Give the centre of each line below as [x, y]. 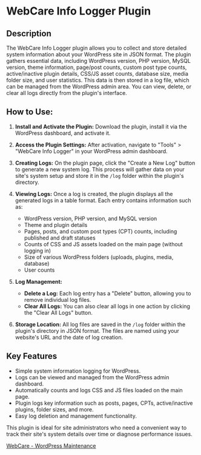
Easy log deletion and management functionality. [76, 416]
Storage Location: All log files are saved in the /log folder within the [100, 324]
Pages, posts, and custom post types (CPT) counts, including [100, 231]
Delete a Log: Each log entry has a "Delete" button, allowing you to [107, 293]
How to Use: [30, 112]
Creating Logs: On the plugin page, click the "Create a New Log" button [105, 163]
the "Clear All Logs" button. [58, 312]
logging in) [38, 250]
